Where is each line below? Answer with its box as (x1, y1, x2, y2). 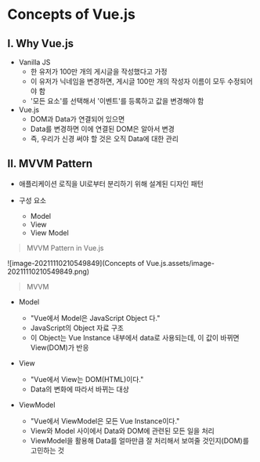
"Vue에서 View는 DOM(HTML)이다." (30, 374, 144, 384)
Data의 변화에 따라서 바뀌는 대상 (30, 384, 130, 394)
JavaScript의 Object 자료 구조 (30, 323, 125, 333)
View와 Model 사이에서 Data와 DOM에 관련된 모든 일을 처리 (30, 426, 215, 435)
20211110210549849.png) (7, 267, 90, 276)
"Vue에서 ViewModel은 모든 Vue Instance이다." (30, 416, 180, 425)
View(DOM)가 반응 (30, 343, 89, 352)
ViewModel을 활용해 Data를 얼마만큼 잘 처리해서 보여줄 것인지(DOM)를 (30, 435, 250, 445)
